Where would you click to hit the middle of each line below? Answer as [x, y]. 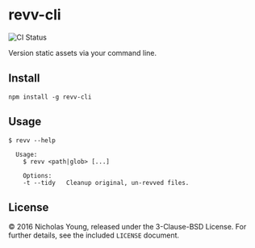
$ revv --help [32, 140]
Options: [38, 175]
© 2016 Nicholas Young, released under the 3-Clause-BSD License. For [127, 227]
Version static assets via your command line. [83, 53]
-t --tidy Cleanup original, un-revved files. [106, 183]
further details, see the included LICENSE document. [94, 235]
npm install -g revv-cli [50, 97]
